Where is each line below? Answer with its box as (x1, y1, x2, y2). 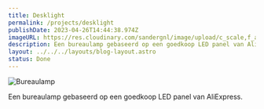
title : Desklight (8, 11, 65, 20)
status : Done (8, 56, 51, 64)
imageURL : (8, 33, 41, 42)
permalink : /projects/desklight (8, 19, 114, 27)
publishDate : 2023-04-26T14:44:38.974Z (8, 26, 139, 34)
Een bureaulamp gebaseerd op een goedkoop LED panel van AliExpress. (8, 92, 244, 101)
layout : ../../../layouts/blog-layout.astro (8, 48, 156, 56)
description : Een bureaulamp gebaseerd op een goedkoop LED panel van (8, 41, 244, 49)
